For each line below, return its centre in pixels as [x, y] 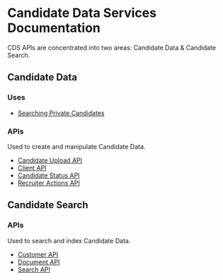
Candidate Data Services [82, 13]
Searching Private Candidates [61, 113]
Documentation [54, 28]
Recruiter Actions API [48, 182]
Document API [39, 262]
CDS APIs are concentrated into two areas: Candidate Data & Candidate [112, 47]
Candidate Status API [48, 175]
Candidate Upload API [50, 160]
